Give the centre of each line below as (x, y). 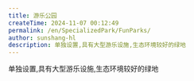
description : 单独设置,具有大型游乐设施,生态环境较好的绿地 (97, 45)
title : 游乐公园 (33, 15)
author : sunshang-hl (43, 38)
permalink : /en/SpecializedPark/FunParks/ (80, 30)
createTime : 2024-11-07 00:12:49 (64, 23)
